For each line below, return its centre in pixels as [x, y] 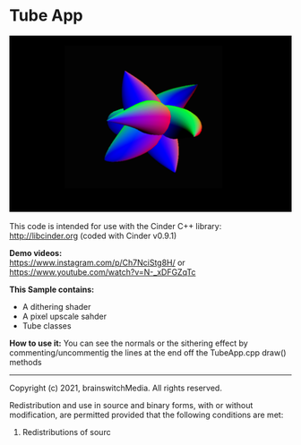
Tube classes [47, 325]
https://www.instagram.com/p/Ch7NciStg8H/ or [97, 262]
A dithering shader [56, 306]
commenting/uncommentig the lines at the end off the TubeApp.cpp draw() [148, 352]
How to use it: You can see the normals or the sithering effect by [129, 343]
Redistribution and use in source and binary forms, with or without [131, 405]
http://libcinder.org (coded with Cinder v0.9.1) [93, 235]
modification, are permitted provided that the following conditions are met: [146, 415]
